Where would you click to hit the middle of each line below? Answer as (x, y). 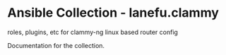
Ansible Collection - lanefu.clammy (113, 13)
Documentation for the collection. (56, 45)
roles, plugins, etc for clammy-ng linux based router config (93, 32)
